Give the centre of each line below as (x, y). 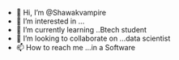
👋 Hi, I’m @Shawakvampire (61, 13)
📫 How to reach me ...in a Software (76, 47)
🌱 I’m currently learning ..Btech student (81, 30)
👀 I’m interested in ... (50, 21)
